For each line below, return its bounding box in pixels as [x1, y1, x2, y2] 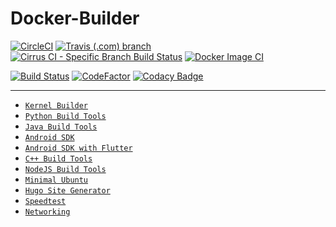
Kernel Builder [24, 100, 89, 111]
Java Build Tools [24, 122, 98, 132]
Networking [24, 207, 71, 217]
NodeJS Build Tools [24, 164, 107, 174]
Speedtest [24, 196, 67, 206]
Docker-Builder [10, 7, 140, 30]
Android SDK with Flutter [24, 143, 133, 153]
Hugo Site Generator [24, 185, 111, 196]
